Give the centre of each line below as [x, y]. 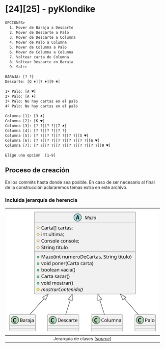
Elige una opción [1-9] [30, 155]
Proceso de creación [37, 170]
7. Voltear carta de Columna [39, 57]
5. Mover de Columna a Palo [38, 47]
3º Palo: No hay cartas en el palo [41, 101]
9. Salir [18, 67]
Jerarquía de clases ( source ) [82, 339]
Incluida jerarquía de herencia [41, 200]
